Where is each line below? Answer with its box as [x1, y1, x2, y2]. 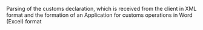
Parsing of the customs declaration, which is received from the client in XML [6, 5, 197, 12]
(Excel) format [6, 18, 42, 25]
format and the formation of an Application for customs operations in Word [6, 11, 193, 19]
